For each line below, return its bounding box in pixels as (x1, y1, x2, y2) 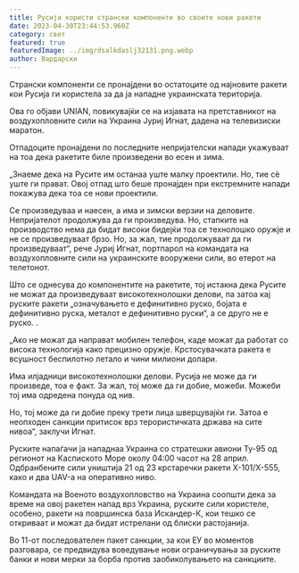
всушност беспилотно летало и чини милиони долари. (9, 353, 218, 364)
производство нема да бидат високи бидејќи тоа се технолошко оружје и (9, 224, 291, 235)
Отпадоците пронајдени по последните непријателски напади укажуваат (9, 142, 289, 153)
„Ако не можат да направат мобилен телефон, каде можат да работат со (9, 335, 288, 345)
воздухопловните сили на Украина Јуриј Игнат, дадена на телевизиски (9, 115, 281, 126)
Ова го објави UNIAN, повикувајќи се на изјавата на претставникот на (9, 106, 277, 116)
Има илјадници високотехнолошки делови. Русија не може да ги (9, 371, 257, 381)
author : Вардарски (9, 54, 78, 63)
